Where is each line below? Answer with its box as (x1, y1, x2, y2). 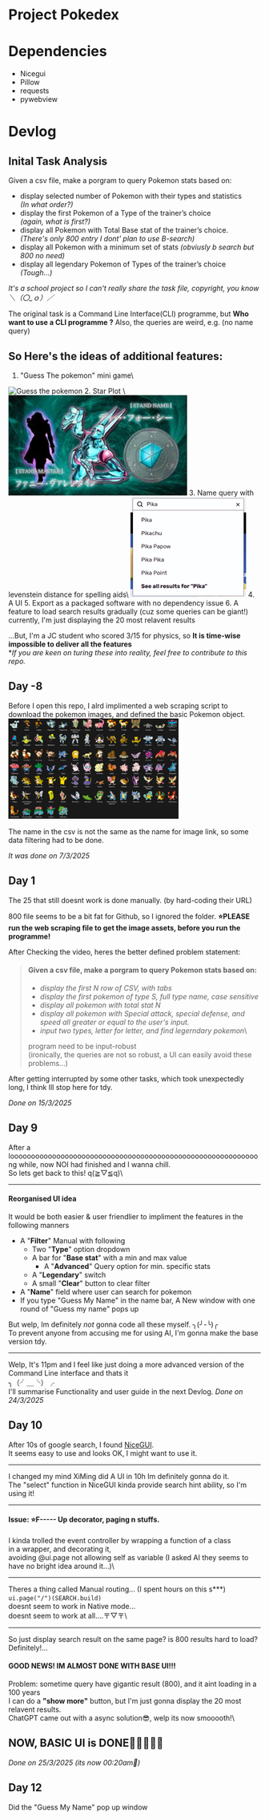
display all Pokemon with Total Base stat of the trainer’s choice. (19, 225, 229, 235)
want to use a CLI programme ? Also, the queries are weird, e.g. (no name (8, 318, 254, 327)
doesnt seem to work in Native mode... (8, 1601, 136, 1611)
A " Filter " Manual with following (19, 1235, 126, 1245)
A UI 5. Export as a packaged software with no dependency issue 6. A (8, 598, 239, 607)
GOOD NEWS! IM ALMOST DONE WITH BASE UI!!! (8, 1661, 176, 1671)
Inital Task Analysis (8, 154, 108, 168)
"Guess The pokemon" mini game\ (19, 371, 134, 380)
